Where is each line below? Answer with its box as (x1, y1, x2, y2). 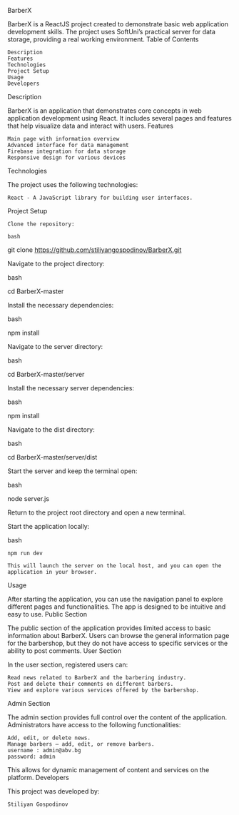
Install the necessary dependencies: (7, 301, 114, 309)
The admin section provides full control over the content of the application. (7, 713, 228, 722)
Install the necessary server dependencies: (7, 384, 134, 392)
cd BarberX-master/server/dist (7, 453, 98, 461)
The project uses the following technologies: (7, 181, 138, 188)
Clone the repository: (7, 221, 75, 228)
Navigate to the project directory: (7, 260, 105, 268)
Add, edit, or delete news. (7, 734, 91, 741)
